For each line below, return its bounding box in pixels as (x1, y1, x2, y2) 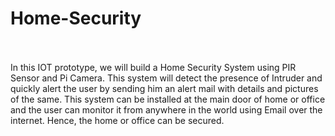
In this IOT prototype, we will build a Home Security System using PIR (10, 61, 297, 73)
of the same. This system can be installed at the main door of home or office (10, 93, 326, 105)
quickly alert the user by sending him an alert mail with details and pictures (10, 82, 319, 94)
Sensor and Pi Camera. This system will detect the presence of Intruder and (10, 72, 323, 84)
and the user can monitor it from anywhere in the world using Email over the (10, 103, 323, 116)
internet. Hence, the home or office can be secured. (10, 114, 225, 126)
